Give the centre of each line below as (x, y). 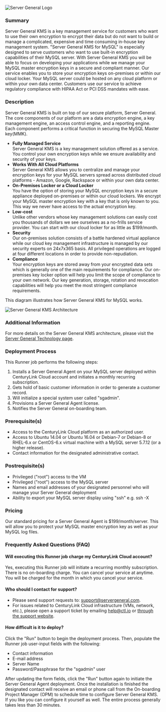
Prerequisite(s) (23, 422)
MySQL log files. (22, 532)
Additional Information (33, 323)
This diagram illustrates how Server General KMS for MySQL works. (74, 300)
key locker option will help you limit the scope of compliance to (96, 275)
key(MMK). (17, 134)
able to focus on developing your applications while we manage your (75, 63)
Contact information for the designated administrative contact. (76, 453)
